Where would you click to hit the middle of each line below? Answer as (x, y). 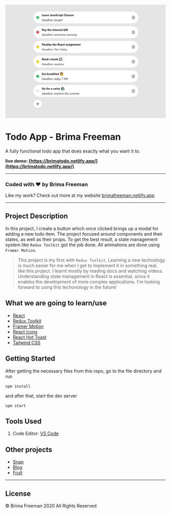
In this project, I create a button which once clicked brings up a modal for (82, 228)
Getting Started (30, 359)
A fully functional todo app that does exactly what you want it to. (73, 151)
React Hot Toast (30, 337)
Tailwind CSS (26, 342)
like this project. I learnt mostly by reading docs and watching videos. (91, 271)
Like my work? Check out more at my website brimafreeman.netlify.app (80, 195)
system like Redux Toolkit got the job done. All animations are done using (83, 245)
